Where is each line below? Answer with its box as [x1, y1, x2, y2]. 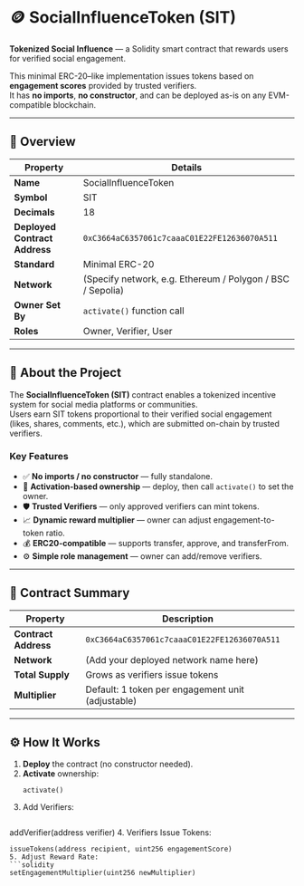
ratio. [45, 527, 65, 538]
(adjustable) [85, 694, 138, 707]
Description [162, 612, 214, 625]
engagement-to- [213, 514, 275, 525]
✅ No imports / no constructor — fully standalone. [22, 470, 213, 481]
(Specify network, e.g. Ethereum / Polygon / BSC [82, 273, 290, 285]
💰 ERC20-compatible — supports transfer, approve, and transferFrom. [22, 537, 290, 548]
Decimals [14, 206, 56, 218]
